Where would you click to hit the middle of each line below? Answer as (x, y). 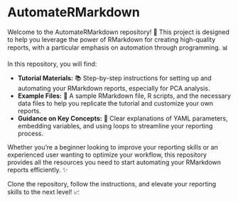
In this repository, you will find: (52, 64)
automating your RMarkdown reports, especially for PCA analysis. (114, 88)
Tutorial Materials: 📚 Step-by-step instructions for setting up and (114, 78)
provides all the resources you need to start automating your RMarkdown (114, 162)
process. (31, 133)
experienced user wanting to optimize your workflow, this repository (107, 155)
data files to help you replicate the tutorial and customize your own (115, 103)
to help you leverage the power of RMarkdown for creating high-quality (112, 39)
